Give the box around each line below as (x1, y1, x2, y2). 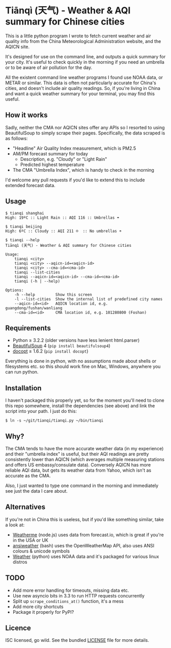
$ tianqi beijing (5, 224, 42, 229)
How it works (5, 111, 48, 120)
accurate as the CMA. (5, 473, 51, 478)
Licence (5, 624, 32, 633)
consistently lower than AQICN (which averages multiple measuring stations (5, 456, 164, 462)
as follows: (5, 135, 28, 141)
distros (12, 559, 27, 565)
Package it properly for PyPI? (12, 609, 74, 615)
